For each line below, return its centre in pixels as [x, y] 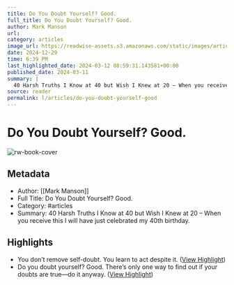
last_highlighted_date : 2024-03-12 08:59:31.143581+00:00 [93, 66]
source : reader [29, 92]
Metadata [29, 174]
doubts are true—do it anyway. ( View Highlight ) [85, 274]
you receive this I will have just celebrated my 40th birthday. [103, 220]
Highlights [30, 243]
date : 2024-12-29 [32, 53]
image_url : [23, 46]
